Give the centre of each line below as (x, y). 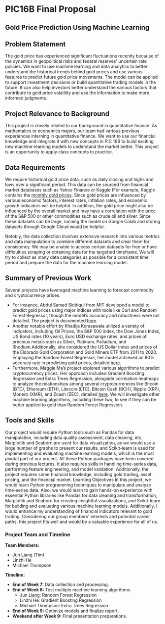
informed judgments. (26, 98)
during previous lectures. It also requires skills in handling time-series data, (81, 464)
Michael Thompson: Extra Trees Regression (64, 605)
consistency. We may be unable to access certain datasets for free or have (81, 247)
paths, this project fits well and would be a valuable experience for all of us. (82, 522)
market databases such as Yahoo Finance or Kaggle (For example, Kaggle (80, 190)
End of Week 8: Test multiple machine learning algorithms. (72, 589)
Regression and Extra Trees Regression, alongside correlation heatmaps (85, 378)
